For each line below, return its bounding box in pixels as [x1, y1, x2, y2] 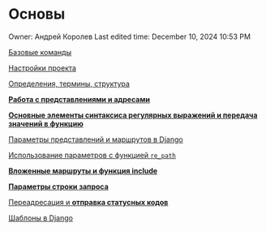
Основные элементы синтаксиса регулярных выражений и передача [8, 110, 258, 120]
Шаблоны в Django [8, 212, 73, 223]
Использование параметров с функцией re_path [8, 150, 177, 160]
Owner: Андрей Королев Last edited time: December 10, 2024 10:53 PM [8, 32, 251, 41]
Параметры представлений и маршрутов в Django [8, 135, 184, 144]
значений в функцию [8, 118, 84, 128]
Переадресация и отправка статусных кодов [8, 197, 169, 207]
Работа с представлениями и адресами [8, 94, 151, 104]
